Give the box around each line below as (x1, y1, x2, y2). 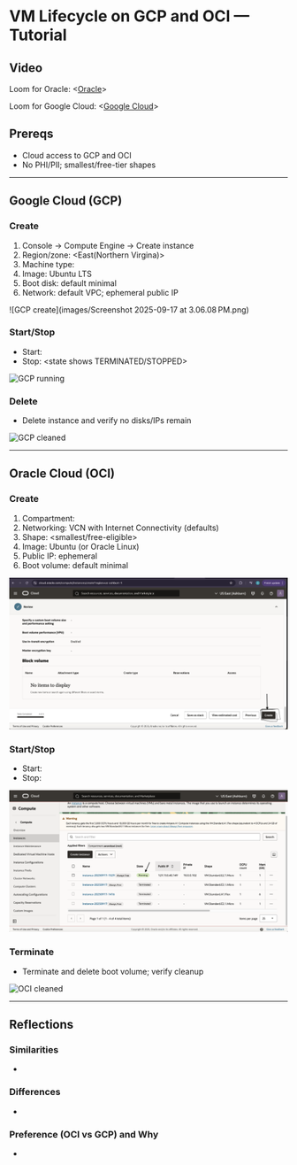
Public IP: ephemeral (21, 551, 98, 561)
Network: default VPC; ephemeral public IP (21, 287, 179, 297)
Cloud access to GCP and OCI (21, 150, 132, 160)
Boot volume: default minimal (21, 559, 129, 570)
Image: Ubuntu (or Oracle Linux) (21, 541, 140, 552)
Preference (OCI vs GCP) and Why (9, 1128, 159, 1140)
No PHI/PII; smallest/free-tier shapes (21, 159, 156, 170)
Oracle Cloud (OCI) (9, 467, 115, 482)
